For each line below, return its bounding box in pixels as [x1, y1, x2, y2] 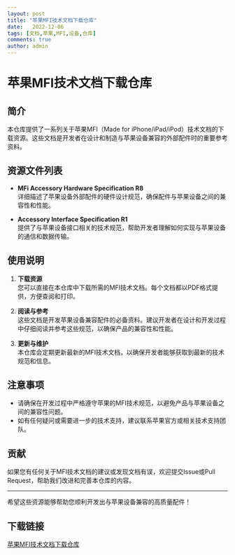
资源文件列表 [7, 165, 63, 177]
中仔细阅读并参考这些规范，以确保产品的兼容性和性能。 [17, 324, 177, 332]
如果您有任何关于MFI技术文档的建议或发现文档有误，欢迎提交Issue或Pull [7, 468, 215, 476]
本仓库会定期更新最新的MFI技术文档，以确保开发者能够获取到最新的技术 [17, 348, 225, 356]
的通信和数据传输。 [17, 232, 73, 240]
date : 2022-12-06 [7, 23, 64, 30]
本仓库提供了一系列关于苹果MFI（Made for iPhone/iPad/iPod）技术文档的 [7, 125, 218, 133]
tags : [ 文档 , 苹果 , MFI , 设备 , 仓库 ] [7, 29, 97, 37]
